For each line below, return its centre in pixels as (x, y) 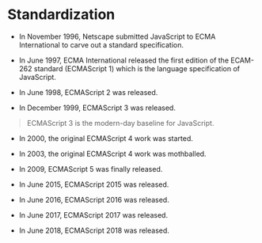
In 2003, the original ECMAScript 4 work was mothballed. (112, 154)
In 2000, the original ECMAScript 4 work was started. (106, 138)
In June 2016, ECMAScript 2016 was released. (94, 199)
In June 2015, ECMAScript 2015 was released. (94, 184)
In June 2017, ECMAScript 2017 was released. (93, 215)
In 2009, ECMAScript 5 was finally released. (91, 169)
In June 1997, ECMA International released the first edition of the (124, 60)
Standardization (61, 15)
